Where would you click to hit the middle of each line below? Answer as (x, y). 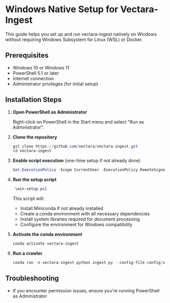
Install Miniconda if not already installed (62, 208)
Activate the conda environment (47, 235)
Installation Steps (33, 100)
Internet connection (33, 78)
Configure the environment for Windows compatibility (76, 224)
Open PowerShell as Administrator (50, 112)
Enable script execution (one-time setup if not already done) (77, 161)
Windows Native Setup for (62, 9)
